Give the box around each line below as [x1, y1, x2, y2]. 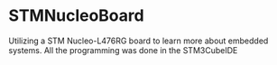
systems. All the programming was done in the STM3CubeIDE [8, 44, 238, 55]
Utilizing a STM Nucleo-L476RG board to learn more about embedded [8, 35, 269, 46]
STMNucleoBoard [8, 5, 145, 26]
